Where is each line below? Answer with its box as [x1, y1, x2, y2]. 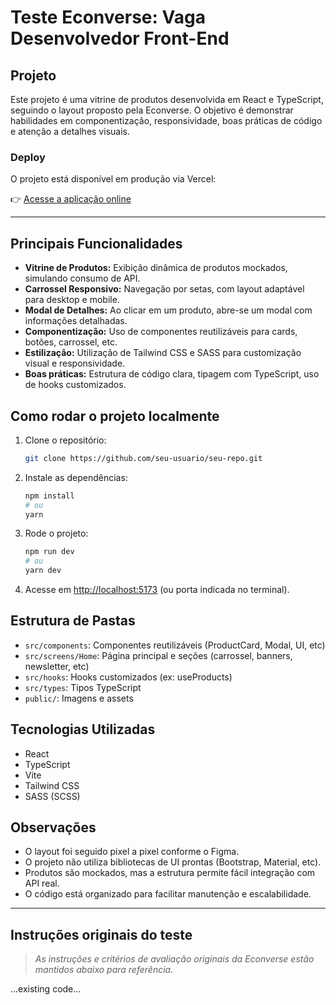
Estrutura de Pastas [10, 612, 136, 630]
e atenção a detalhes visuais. [10, 126, 130, 137]
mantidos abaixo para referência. [34, 964, 174, 976]
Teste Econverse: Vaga [10, 6, 206, 29]
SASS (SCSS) [24, 790, 81, 802]
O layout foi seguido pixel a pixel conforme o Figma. [24, 846, 240, 858]
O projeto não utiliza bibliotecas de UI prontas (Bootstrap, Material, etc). [24, 856, 322, 868]
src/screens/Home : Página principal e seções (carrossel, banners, [24, 649, 293, 661]
